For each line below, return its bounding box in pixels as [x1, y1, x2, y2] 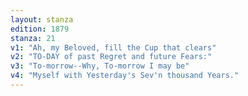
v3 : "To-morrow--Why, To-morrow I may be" [10, 61, 190, 71]
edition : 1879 [10, 24, 70, 34]
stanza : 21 [10, 33, 56, 43]
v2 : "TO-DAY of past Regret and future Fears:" [10, 52, 213, 62]
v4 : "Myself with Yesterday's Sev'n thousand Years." [10, 71, 240, 81]
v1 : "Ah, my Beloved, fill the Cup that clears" [10, 42, 217, 53]
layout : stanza [10, 14, 74, 25]
